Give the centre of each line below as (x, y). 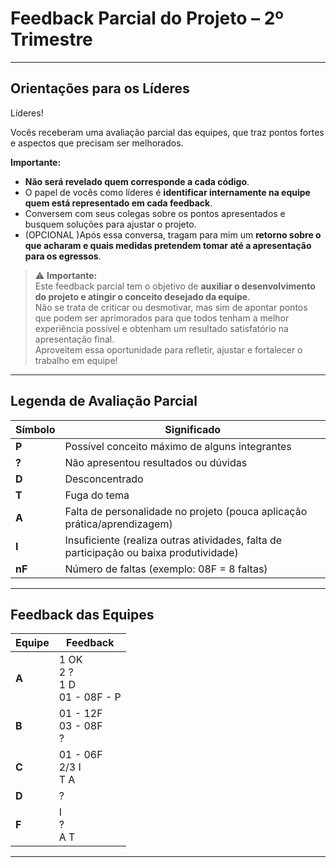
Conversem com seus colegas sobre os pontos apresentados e (155, 213)
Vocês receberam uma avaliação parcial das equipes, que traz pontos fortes (167, 132)
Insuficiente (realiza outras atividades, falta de (173, 540)
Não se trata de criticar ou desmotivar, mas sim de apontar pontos (171, 307)
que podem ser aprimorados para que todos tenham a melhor (162, 318)
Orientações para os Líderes (100, 88)
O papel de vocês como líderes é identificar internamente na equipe (167, 192)
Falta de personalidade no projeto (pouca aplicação (186, 511)
